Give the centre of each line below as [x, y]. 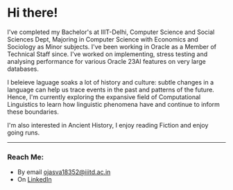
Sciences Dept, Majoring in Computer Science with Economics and [103, 39]
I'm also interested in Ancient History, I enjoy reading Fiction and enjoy [108, 125]
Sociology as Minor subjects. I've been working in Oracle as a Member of [112, 46]
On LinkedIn [34, 180]
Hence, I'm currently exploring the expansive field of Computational [104, 97]
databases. [23, 69]
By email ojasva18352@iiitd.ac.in [64, 172]
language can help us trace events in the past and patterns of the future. [111, 89]
